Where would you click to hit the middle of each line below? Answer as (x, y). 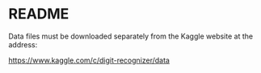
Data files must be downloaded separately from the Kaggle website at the (130, 36)
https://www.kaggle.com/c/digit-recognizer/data (89, 60)
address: (23, 44)
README (39, 14)
